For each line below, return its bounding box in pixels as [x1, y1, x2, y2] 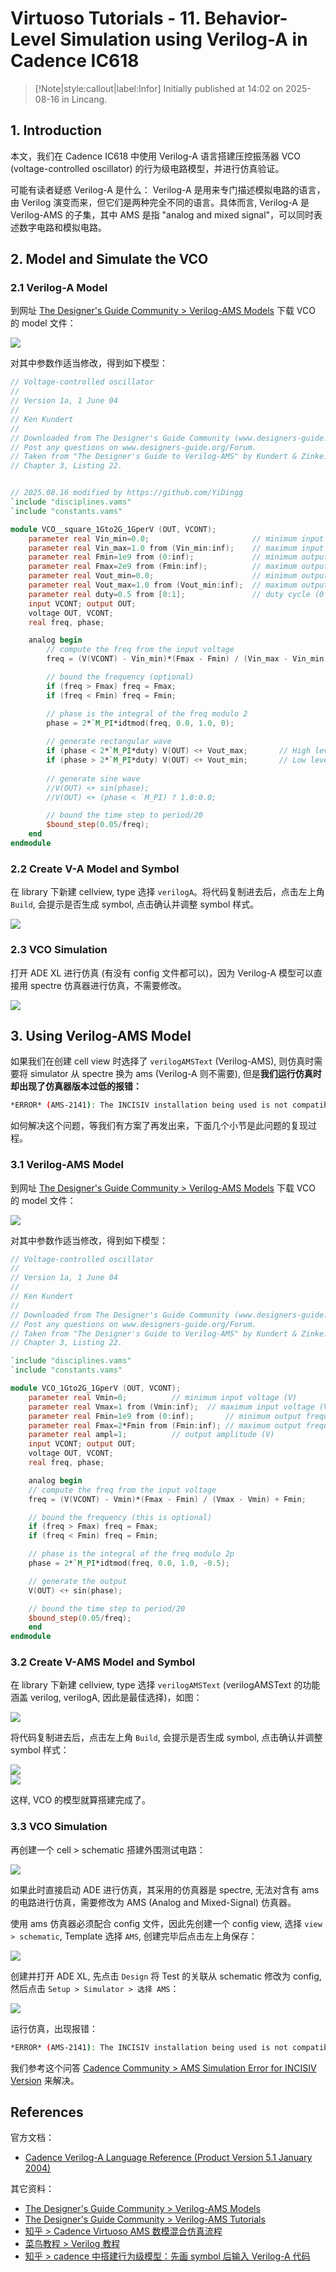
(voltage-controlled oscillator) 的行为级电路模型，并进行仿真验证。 [10, 162, 285, 174]
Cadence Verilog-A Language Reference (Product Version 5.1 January [24, 2152, 313, 2164]
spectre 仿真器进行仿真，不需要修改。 [29, 979, 187, 991]
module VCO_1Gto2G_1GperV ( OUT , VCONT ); [10, 1383, 182, 1394]
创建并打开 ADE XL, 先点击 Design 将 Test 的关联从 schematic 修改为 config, [10, 1970, 322, 1982]
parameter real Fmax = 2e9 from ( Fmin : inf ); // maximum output [28, 562, 329, 572]
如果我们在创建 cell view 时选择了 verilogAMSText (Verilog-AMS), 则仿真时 [10, 1055, 315, 1067]
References [10, 2104, 84, 2121]
